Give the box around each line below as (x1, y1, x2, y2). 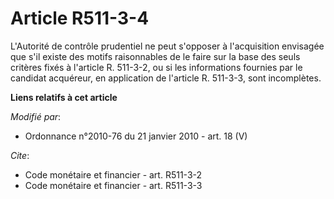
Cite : (10, 149, 30, 161)
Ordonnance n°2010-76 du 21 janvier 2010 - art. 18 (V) (24, 130, 248, 142)
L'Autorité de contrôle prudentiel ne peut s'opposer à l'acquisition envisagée (10, 40, 325, 52)
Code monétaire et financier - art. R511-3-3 (24, 179, 203, 191)
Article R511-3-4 (10, 7, 150, 30)
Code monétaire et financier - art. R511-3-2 (24, 168, 203, 181)
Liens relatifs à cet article (10, 91, 118, 103)
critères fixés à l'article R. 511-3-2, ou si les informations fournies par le (10, 61, 303, 73)
